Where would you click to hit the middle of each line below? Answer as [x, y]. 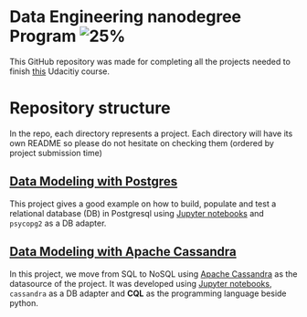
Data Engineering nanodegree [126, 17]
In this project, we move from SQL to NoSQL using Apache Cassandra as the [153, 274]
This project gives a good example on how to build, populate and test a [143, 204]
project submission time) [56, 153]
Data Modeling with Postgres [94, 181]
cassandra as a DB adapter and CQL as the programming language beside [148, 293]
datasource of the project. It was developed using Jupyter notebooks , [141, 283]
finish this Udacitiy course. [59, 71]
